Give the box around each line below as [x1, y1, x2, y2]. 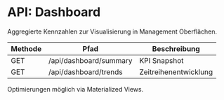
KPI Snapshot [139, 55, 184, 65]
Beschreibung [152, 43, 200, 53]
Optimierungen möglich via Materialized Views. [7, 85, 144, 93]
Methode [11, 43, 42, 53]
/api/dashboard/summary [48, 55, 133, 65]
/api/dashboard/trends [48, 67, 123, 77]
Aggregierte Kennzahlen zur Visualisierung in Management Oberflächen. [7, 27, 218, 36]
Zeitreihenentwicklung [139, 67, 213, 77]
